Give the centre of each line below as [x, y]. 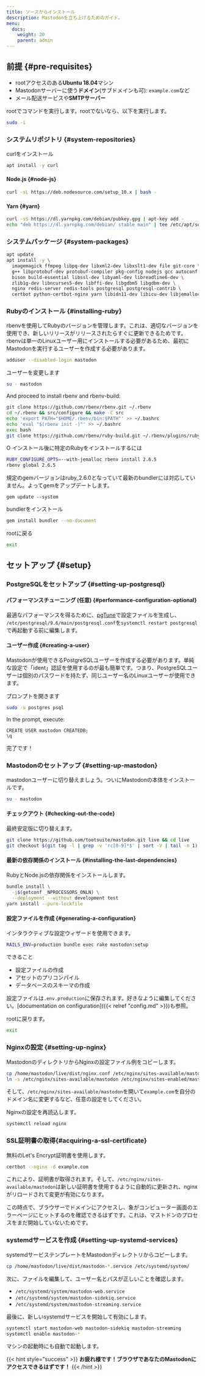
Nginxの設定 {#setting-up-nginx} [56, 1047]
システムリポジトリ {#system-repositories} [71, 139]
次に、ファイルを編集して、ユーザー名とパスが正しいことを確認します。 [97, 1279]
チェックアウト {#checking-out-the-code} [61, 814]
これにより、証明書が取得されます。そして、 [62, 1179]
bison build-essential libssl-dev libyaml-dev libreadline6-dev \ [98, 277]
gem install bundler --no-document [52, 521]
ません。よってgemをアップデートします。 [59, 485]
